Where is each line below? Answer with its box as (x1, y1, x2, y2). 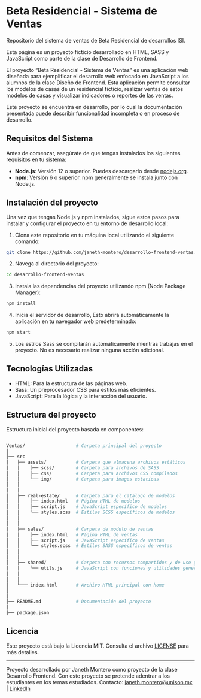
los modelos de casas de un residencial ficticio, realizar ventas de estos (6, 85, 184, 92)
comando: (14, 238, 40, 245)
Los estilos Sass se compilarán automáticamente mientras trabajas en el (14, 340, 193, 348)
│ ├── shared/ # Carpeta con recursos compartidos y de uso (6, 560, 191, 566)
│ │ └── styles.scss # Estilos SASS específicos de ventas (6, 543, 172, 549)
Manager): (14, 289, 41, 296)
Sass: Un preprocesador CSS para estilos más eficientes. (14, 386, 156, 393)
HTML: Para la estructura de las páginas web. (14, 379, 127, 387)
